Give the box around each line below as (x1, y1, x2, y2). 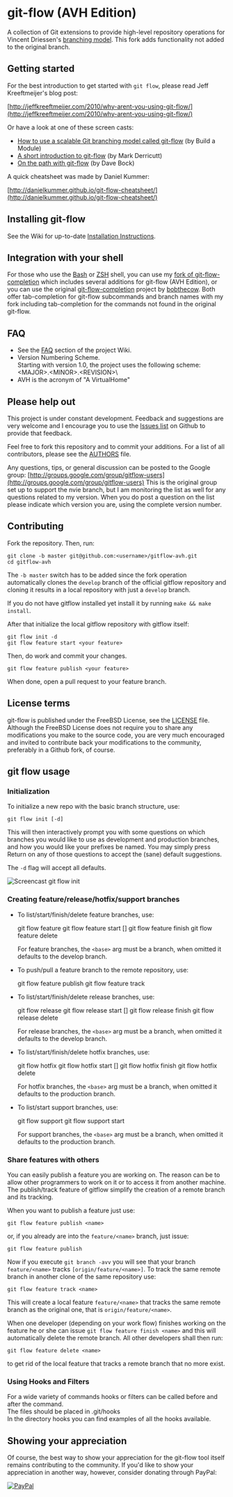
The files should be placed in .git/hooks (7, 1407, 120, 1416)
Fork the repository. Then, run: (7, 539, 95, 547)
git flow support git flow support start (17, 1116, 125, 1125)
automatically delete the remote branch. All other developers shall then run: (7, 1333, 223, 1342)
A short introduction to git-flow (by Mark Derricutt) (17, 151, 163, 159)
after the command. (7, 1400, 64, 1409)
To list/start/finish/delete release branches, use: (17, 992, 155, 1001)
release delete (17, 1013, 58, 1022)
